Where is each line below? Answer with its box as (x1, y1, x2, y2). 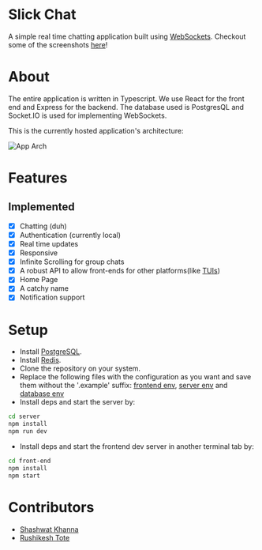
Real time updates (19, 239, 79, 248)
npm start (8, 472, 41, 480)
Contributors (8, 498, 95, 516)
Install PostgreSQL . (19, 347, 82, 356)
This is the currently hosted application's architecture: (8, 126, 184, 135)
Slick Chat (8, 6, 77, 24)
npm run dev (8, 428, 47, 435)
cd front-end (8, 457, 51, 465)
